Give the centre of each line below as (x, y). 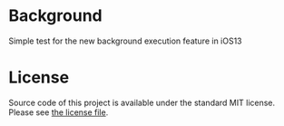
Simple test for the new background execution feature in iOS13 (125, 41)
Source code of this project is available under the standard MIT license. (142, 102)
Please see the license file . (59, 112)
